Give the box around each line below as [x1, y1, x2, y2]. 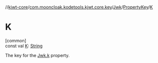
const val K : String [5, 43, 43, 49]
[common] [5, 37, 26, 43]
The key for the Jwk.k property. [5, 52, 70, 58]
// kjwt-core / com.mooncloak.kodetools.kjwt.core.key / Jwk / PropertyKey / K [5, 4, 153, 10]
